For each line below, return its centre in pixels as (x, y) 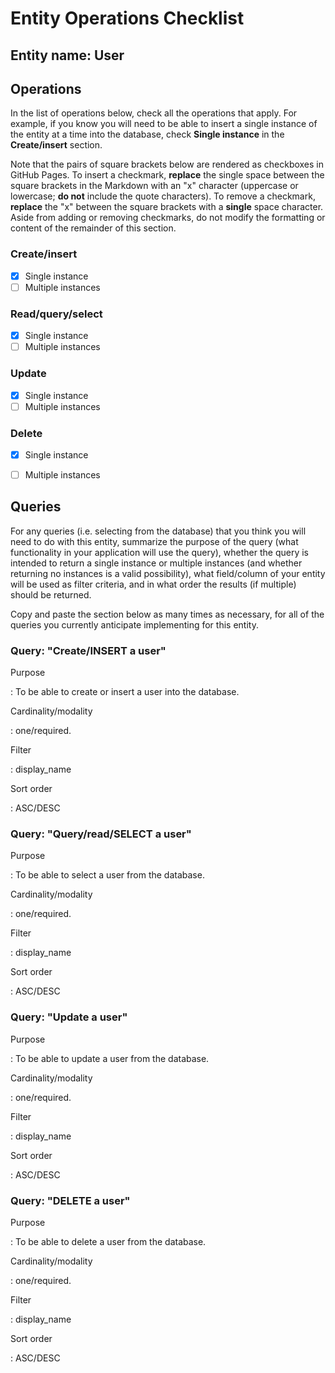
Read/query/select (56, 314)
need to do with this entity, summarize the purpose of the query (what (154, 541)
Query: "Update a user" (69, 1017)
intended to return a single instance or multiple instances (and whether (156, 563)
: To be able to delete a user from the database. (108, 1242)
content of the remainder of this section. (93, 228)
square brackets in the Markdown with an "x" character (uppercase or (154, 186)
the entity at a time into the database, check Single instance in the (147, 134)
